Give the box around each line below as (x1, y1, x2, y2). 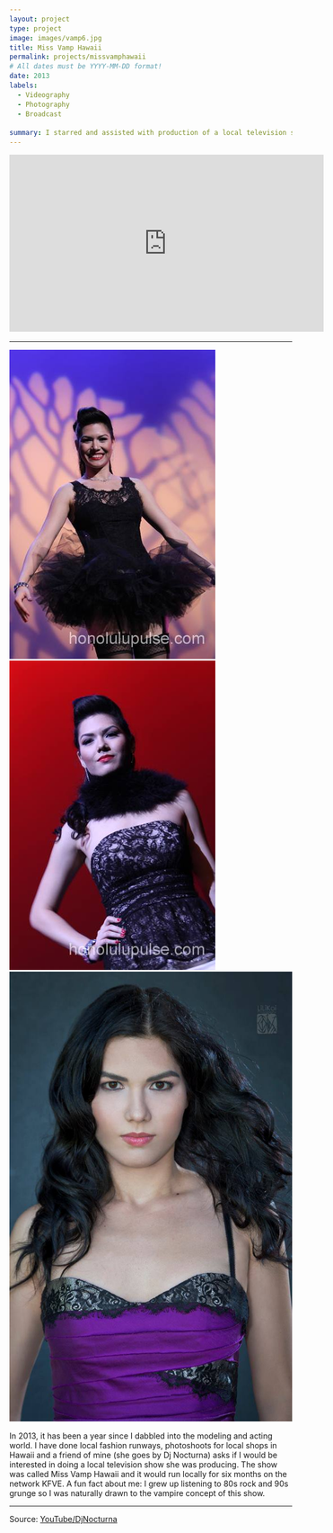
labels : (9, 81, 39, 90)
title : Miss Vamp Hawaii (9, 43, 102, 52)
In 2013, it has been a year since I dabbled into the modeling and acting (9, 1430, 273, 1441)
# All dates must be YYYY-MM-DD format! (9, 62, 163, 71)
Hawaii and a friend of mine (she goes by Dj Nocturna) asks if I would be (9, 1449, 278, 1460)
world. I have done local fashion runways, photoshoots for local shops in (9, 1439, 277, 1450)
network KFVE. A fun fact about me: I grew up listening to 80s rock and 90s (9, 1478, 289, 1489)
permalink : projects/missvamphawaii (9, 52, 146, 62)
